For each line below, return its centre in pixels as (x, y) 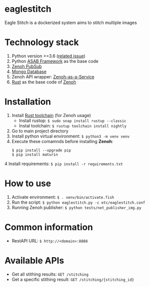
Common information (49, 227)
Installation (28, 102)
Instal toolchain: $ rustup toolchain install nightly (73, 125)
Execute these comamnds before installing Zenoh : (62, 141)
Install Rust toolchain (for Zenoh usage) (51, 115)
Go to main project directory (40, 131)
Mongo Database (29, 72)
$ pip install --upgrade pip (41, 150)
